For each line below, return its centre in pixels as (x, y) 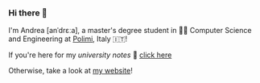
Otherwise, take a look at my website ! (70, 71)
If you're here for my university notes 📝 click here (90, 55)
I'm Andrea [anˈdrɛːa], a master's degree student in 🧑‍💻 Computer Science (130, 31)
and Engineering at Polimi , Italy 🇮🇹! (68, 39)
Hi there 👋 (28, 13)
